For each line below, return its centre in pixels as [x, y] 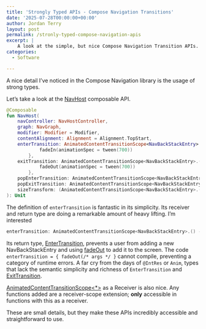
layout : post [23, 29]
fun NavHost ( [23, 116]
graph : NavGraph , [40, 127]
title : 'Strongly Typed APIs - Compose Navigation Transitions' [90, 12]
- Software [26, 58]
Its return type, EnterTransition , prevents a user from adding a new [90, 243]
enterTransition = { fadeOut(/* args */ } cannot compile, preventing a [99, 256]
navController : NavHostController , [63, 121]
